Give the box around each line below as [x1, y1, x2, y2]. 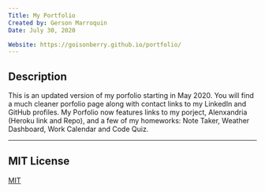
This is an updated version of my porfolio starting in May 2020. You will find [8, 91, 254, 100]
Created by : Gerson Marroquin [8, 19, 108, 27]
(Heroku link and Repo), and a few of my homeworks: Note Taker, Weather [8, 116, 250, 126]
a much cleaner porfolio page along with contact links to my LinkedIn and [8, 100, 247, 109]
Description [8, 70, 67, 83]
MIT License [8, 155, 70, 168]
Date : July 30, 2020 [8, 26, 77, 34]
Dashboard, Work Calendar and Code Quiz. [8, 124, 149, 134]
